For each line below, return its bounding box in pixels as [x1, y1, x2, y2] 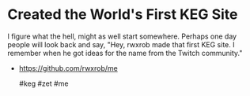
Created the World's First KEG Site [7, 6, 238, 24]
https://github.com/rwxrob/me [18, 63, 118, 72]
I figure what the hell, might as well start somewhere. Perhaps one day [7, 31, 237, 41]
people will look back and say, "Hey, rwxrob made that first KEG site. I [7, 39, 235, 49]
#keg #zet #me [18, 79, 69, 88]
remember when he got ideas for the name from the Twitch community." [7, 48, 243, 57]
